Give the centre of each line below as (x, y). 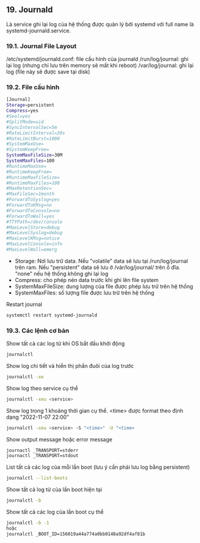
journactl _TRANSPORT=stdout (42, 456)
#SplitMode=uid (25, 122)
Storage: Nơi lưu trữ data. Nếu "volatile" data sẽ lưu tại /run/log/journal (101, 261)
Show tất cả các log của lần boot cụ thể (55, 512)
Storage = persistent (30, 105)
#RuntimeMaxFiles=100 (33, 183)
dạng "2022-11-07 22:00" (38, 417)
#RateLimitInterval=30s (36, 133)
